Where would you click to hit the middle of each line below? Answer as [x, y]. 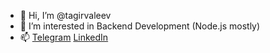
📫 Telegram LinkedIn [64, 37]
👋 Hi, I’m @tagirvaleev [65, 15]
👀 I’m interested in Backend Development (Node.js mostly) [140, 26]
